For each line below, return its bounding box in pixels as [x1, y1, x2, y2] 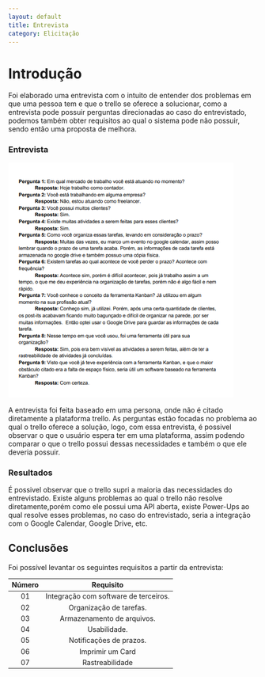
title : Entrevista [8, 21, 69, 29]
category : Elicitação [8, 29, 80, 37]
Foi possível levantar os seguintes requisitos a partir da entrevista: [8, 562, 224, 572]
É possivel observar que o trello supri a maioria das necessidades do [8, 485, 233, 494]
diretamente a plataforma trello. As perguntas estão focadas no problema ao [8, 413, 257, 423]
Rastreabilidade [81, 657, 133, 667]
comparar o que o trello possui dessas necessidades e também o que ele [8, 439, 248, 448]
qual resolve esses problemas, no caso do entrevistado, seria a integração [8, 510, 251, 519]
